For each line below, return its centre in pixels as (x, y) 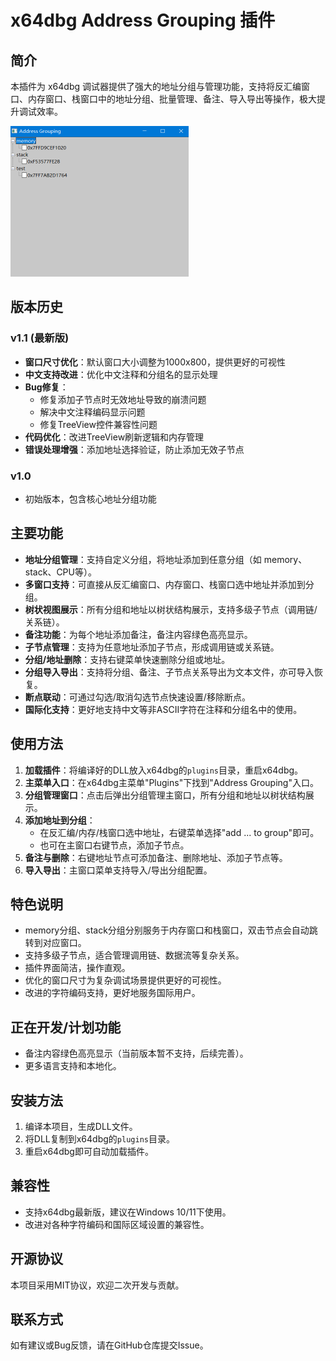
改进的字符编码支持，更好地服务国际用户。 (112, 993)
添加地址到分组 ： (60, 820)
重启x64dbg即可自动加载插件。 (89, 1152)
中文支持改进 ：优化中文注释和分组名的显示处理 (121, 374)
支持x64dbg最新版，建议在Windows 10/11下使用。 (128, 1212)
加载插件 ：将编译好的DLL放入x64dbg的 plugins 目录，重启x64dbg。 (164, 770)
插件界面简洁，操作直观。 (77, 968)
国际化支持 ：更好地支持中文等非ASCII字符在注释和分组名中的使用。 (163, 709)
